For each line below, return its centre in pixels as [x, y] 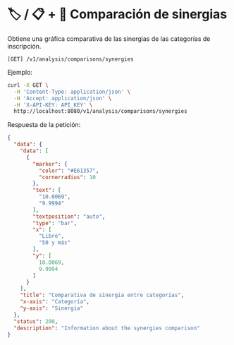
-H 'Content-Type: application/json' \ [72, 92]
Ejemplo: [20, 72]
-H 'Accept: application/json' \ [63, 98]
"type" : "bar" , [55, 223]
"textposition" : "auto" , [69, 217]
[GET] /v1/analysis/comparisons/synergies [70, 59]
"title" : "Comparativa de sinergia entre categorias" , [102, 295]
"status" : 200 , [36, 321]
